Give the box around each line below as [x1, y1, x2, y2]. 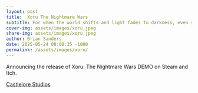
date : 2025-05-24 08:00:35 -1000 [6, 42, 88, 48]
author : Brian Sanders [6, 36, 62, 42]
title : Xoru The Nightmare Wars [6, 14, 88, 20]
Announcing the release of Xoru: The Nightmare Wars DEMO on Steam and [6, 63, 189, 70]
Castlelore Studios [6, 81, 51, 88]
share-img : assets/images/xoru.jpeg [6, 31, 96, 36]
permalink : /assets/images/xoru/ [6, 47, 88, 53]
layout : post [6, 8, 38, 15]
